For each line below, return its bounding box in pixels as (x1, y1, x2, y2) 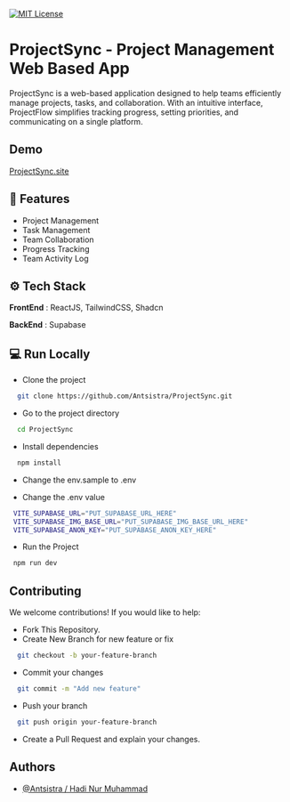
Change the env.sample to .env (21, 474, 137, 485)
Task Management (21, 224, 91, 235)
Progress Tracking (21, 243, 90, 254)
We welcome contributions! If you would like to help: (9, 607, 201, 618)
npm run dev (12, 559, 58, 568)
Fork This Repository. (21, 624, 101, 636)
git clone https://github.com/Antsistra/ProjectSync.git (17, 392, 233, 401)
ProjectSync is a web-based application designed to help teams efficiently (9, 87, 282, 98)
